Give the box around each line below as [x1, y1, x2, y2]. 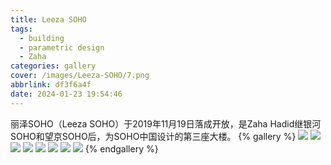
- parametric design [19, 42, 105, 53]
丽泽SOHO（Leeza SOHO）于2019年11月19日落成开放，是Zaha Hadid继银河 [10, 117, 322, 130]
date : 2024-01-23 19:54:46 [10, 89, 123, 99]
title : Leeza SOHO [10, 14, 87, 25]
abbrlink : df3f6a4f [10, 80, 92, 90]
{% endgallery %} [84, 142, 159, 155]
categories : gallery [10, 61, 97, 71]
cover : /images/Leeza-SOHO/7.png [10, 71, 150, 81]
